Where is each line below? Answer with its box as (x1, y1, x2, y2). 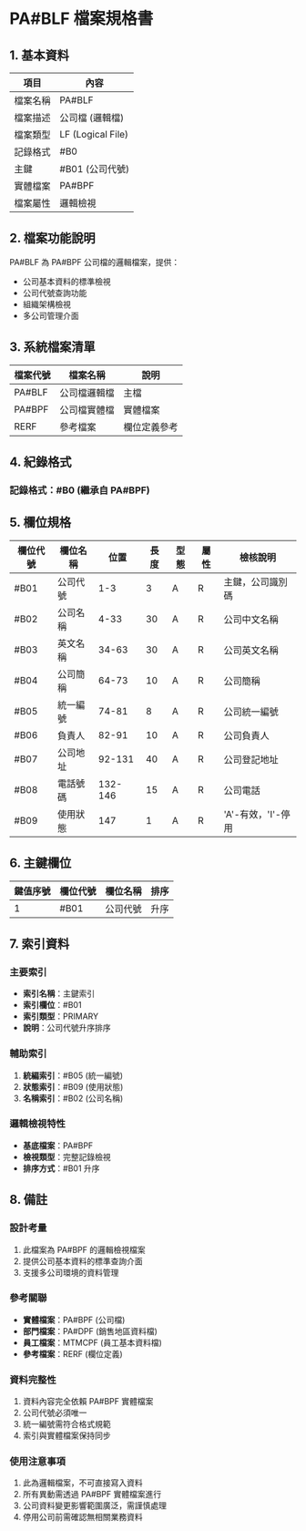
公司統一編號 (223, 705, 280, 718)
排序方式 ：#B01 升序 (22, 1163, 100, 1174)
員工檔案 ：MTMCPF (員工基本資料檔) (22, 1337, 162, 1348)
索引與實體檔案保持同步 (22, 1430, 111, 1441)
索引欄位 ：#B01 (22, 1000, 82, 1011)
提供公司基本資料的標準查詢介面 (22, 1255, 143, 1267)
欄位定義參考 (123, 420, 179, 433)
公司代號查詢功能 (22, 287, 87, 298)
